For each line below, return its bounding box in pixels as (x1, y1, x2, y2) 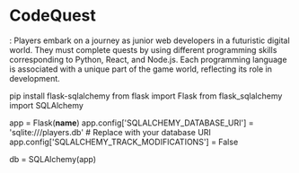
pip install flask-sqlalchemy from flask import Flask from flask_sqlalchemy (9, 91, 283, 101)
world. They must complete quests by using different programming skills (9, 44, 277, 55)
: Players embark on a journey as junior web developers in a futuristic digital (9, 35, 290, 46)
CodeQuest (9, 5, 97, 26)
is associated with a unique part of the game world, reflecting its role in (9, 64, 272, 74)
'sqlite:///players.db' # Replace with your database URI (9, 126, 211, 137)
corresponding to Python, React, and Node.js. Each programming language (9, 54, 287, 65)
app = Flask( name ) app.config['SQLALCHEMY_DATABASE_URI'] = (9, 117, 254, 128)
